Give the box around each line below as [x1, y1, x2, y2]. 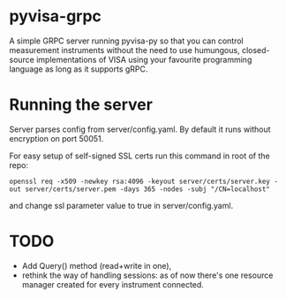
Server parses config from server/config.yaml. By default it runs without [9, 124, 271, 134]
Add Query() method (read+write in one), [21, 260, 172, 271]
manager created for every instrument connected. [21, 279, 205, 289]
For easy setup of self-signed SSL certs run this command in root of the [9, 150, 271, 161]
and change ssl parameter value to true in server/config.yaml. [9, 200, 234, 211]
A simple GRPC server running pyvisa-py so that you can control [9, 35, 245, 46]
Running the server [9, 95, 153, 115]
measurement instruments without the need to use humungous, [9, 44, 240, 55]
